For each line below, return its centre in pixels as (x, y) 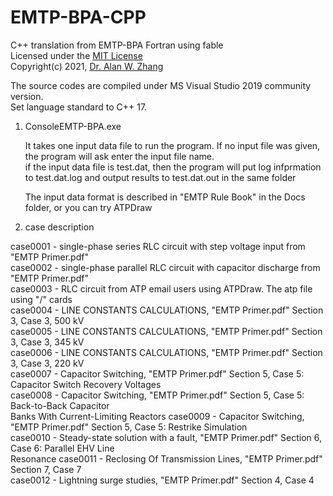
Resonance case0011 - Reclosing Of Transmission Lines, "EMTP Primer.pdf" (166, 458)
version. (27, 96)
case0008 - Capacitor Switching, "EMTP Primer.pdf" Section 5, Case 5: (157, 395)
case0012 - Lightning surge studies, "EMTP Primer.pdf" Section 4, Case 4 (162, 480)
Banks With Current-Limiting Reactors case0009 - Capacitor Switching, (157, 416)
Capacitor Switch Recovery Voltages (86, 384)
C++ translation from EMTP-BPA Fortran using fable (117, 45)
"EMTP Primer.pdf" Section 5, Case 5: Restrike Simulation (129, 427)
